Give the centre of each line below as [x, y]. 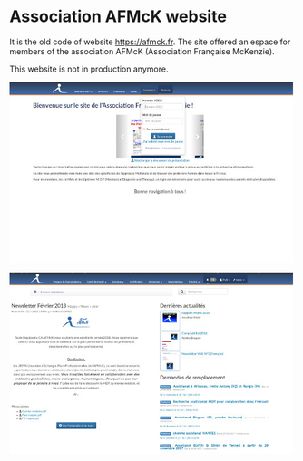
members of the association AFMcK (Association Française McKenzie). [142, 51]
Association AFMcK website [118, 17]
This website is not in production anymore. [89, 69]
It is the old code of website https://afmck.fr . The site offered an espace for [150, 42]
